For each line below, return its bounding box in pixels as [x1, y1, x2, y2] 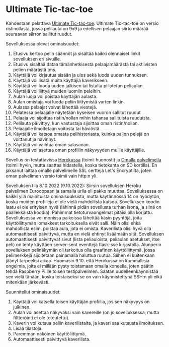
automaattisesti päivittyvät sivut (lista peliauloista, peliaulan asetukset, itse [6, 236, 160, 242]
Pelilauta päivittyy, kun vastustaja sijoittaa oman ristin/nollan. [13, 120, 139, 126]
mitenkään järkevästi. [6, 279, 50, 285]
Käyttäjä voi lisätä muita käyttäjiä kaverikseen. [13, 77, 109, 83]
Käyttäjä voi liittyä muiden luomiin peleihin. [13, 88, 102, 94]
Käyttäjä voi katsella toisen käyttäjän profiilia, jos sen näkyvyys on [13, 299, 150, 305]
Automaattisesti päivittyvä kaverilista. [13, 336, 91, 342]
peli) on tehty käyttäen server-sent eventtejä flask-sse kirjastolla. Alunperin [6, 241, 161, 248]
